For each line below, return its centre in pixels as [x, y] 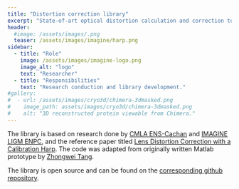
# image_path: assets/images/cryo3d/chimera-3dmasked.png [100, 107]
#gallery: [22, 93]
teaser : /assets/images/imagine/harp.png [76, 41]
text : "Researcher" [49, 73]
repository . [23, 178]
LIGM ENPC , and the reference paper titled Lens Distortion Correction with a [119, 141]
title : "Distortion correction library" [68, 14]
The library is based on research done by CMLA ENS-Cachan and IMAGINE [118, 133]
